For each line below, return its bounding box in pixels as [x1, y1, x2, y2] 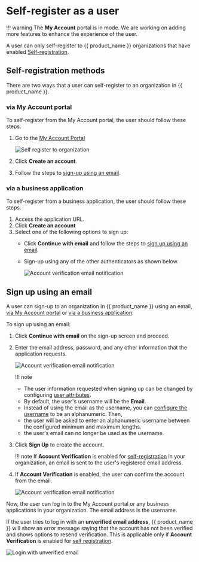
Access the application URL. [14, 215, 85, 223]
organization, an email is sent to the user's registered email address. [14, 459, 183, 466]
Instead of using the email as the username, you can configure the [23, 404, 188, 411]
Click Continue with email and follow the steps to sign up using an [23, 240, 188, 247]
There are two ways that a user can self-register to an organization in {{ [6, 81, 183, 89]
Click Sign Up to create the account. [14, 441, 105, 448]
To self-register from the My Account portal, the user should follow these [6, 117, 186, 124]
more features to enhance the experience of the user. [6, 30, 138, 37]
